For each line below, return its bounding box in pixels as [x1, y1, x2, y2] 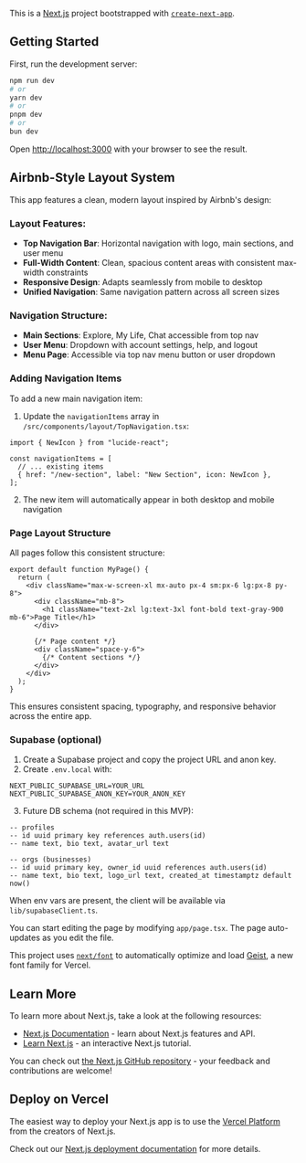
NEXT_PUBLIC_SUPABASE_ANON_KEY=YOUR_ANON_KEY [9, 789, 185, 798]
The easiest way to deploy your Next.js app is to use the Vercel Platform [9, 1115, 281, 1126]
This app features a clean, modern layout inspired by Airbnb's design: [9, 194, 272, 205]
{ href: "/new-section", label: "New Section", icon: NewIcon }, [17, 470, 272, 479]
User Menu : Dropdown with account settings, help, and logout [22, 340, 259, 351]
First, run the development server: [9, 58, 138, 69]
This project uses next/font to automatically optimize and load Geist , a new [9, 950, 294, 961]
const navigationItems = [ [9, 454, 112, 463]
